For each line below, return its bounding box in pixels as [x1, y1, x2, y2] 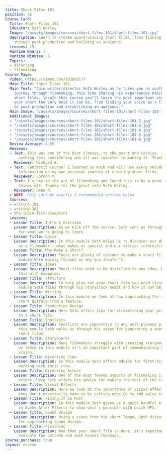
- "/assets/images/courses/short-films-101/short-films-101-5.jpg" [9, 132, 153, 137]
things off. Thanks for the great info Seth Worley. [18, 183, 130, 188]
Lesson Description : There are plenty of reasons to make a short [14, 252, 155, 258]
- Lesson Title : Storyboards [9, 336, 70, 341]
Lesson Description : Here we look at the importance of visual [14, 387, 148, 392]
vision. [18, 349, 35, 355]
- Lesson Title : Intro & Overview [9, 220, 81, 226]
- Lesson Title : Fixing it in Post [9, 396, 83, 401]
